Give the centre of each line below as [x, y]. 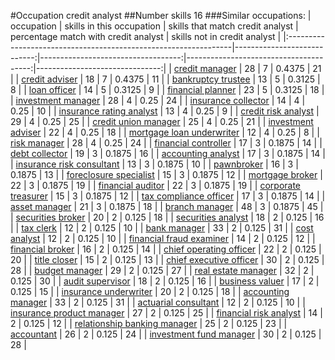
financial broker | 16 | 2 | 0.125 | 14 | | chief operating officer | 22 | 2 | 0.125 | [166, 249]
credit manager [205, 68]
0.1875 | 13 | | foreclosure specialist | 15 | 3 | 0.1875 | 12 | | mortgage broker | [166, 174]
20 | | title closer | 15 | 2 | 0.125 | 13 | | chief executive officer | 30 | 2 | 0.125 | [167, 259]
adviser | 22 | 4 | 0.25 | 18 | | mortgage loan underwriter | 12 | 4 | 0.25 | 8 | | [165, 132]
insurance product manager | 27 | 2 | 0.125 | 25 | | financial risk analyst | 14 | [166, 313]
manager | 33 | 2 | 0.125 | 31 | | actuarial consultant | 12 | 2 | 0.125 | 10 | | [158, 302]
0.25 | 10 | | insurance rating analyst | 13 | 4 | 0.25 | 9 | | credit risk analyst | [165, 111]
